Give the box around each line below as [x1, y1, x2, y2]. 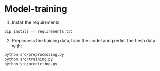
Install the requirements [11, 19, 60, 25]
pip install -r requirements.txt [4, 29, 73, 34]
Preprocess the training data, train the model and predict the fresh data [11, 37, 156, 43]
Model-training [4, 3, 67, 15]
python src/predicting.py [4, 61, 57, 66]
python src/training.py [4, 57, 53, 62]
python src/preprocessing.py [4, 52, 64, 57]
